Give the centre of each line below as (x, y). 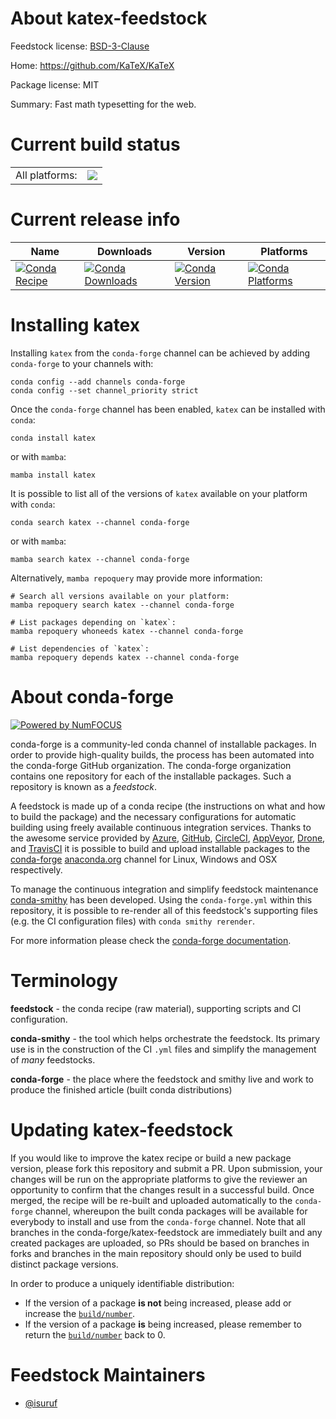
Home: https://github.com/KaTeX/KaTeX (92, 65)
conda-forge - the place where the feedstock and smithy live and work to (162, 1079)
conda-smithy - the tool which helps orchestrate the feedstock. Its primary (165, 1038)
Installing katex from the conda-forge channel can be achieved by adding (160, 353)
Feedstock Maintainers (108, 1374)
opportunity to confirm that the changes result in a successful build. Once (162, 1189)
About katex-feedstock (109, 18)
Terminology (64, 980)
